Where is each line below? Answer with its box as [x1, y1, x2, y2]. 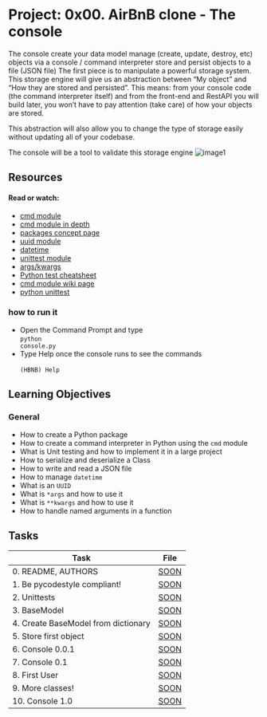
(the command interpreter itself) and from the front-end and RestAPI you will [8, 91, 259, 100]
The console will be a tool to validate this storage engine [8, 148, 194, 157]
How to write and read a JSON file [19, 463, 132, 473]
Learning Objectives [8, 388, 112, 401]
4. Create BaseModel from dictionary [12, 618, 151, 629]
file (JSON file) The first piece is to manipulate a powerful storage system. [8, 65, 252, 75]
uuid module [19, 236, 61, 246]
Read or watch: [8, 193, 60, 203]
